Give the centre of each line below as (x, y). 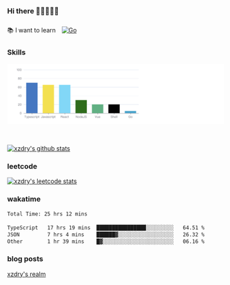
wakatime (24, 199)
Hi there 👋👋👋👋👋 (33, 11)
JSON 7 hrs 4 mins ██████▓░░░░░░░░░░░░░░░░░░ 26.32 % (106, 235)
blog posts (25, 259)
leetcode (22, 166)
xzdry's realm (27, 274)
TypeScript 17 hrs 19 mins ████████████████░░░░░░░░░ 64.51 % (106, 228)
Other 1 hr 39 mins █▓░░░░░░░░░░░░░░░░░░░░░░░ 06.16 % (106, 242)
